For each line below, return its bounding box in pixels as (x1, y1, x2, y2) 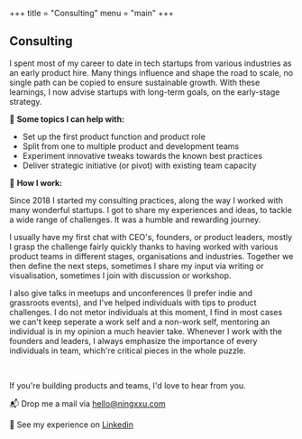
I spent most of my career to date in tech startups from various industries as (9, 58, 292, 69)
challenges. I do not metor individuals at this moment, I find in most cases (9, 306, 283, 317)
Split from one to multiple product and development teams (22, 140, 240, 152)
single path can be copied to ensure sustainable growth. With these (9, 77, 261, 88)
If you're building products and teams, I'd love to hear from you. (9, 379, 246, 391)
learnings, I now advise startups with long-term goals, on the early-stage (9, 86, 280, 98)
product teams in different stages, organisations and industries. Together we (9, 250, 294, 261)
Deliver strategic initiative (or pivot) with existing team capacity (22, 160, 257, 171)
